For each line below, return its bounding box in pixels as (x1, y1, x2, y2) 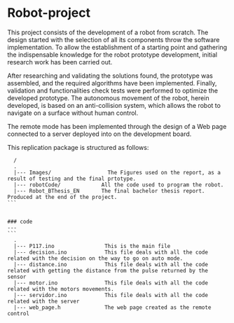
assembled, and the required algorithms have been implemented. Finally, (7, 78, 217, 87)
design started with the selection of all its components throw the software (7, 35, 220, 43)
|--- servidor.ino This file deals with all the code (13, 291, 209, 298)
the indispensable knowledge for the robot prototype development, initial (7, 50, 218, 59)
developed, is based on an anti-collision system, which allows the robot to (7, 101, 221, 109)
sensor (7, 273, 27, 280)
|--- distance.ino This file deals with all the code (13, 261, 209, 268)
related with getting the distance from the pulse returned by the (7, 267, 209, 274)
